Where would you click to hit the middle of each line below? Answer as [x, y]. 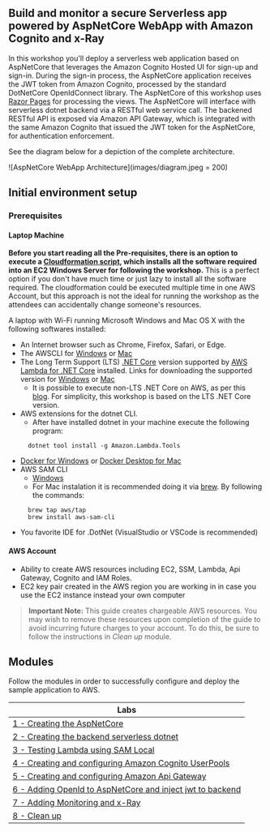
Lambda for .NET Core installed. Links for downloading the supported [136, 371]
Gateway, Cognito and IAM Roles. [76, 577]
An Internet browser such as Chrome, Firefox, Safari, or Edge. [123, 345]
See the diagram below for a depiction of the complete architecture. [122, 151]
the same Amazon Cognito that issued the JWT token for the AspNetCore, [132, 127]
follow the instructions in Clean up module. [100, 637]
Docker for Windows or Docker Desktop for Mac [101, 461]
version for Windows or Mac [67, 380]
